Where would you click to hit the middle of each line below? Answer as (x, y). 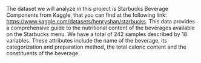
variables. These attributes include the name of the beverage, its (87, 40)
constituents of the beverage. (43, 53)
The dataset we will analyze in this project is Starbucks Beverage (87, 9)
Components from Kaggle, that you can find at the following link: (87, 15)
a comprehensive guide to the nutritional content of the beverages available (100, 28)
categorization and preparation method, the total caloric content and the (96, 47)
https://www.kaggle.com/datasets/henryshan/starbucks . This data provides (101, 21)
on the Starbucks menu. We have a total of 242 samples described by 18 (97, 34)
